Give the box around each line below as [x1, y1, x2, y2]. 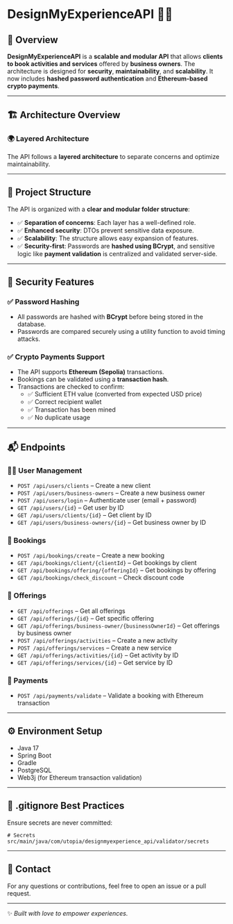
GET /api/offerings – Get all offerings [17, 607, 126, 615]
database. [17, 320, 46, 328]
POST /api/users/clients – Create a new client [17, 482, 151, 490]
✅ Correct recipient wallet [27, 398, 102, 406]
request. [7, 889, 31, 898]
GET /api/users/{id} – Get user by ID [17, 503, 124, 512]
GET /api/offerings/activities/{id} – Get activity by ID [17, 650, 179, 659]
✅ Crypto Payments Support [7, 352, 105, 362]
